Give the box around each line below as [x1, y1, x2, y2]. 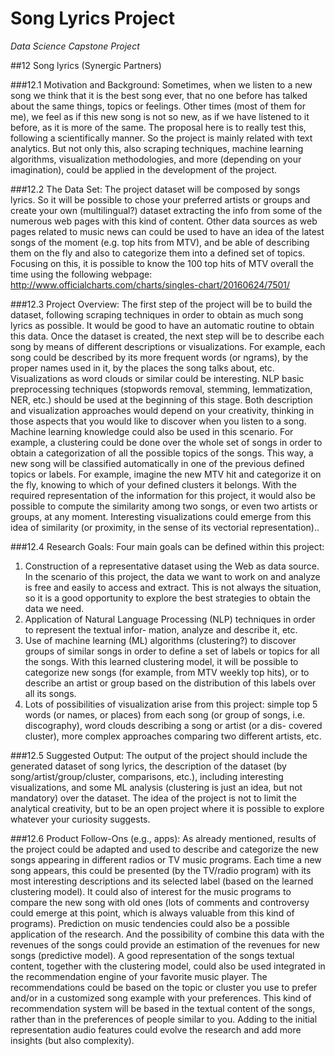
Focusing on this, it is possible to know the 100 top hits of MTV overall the [10, 257, 314, 269]
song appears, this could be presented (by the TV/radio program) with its [10, 864, 312, 876]
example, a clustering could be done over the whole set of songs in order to [10, 436, 323, 448]
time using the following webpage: [10, 268, 153, 280]
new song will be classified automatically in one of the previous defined [10, 457, 305, 469]
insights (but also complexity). [10, 1034, 135, 1046]
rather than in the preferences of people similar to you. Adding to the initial [10, 1013, 318, 1025]
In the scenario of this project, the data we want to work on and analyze [24, 570, 321, 582]
